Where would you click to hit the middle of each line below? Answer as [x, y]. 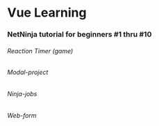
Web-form [22, 115]
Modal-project [28, 72]
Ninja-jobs [22, 93]
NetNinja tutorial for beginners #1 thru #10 [79, 35]
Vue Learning [47, 13]
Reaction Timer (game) [40, 51]
